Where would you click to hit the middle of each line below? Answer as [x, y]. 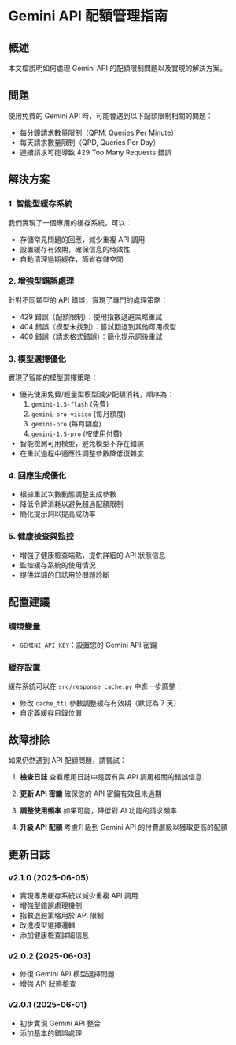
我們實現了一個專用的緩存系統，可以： [70, 222]
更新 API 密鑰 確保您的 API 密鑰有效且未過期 [91, 794]
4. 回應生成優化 [37, 476]
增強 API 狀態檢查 [48, 984]
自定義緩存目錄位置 [51, 712]
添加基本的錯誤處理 [51, 1032]
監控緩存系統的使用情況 [57, 565]
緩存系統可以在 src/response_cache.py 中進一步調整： [96, 686]
